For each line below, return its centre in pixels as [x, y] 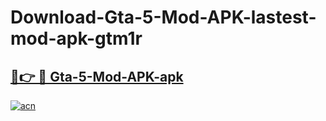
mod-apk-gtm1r [76, 38]
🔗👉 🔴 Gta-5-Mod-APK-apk [97, 76]
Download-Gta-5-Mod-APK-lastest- [163, 17]
